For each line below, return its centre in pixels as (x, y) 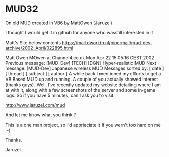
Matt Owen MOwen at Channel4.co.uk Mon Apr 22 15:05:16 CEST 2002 (80, 57)
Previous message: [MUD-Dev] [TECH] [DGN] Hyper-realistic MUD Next (81, 63)
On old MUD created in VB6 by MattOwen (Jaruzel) (59, 23)
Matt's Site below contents (33, 42)
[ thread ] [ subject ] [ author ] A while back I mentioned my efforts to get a (83, 73)
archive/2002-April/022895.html (39, 48)
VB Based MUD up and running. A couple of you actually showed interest (82, 79)
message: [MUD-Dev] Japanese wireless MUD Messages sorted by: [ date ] (85, 68)
